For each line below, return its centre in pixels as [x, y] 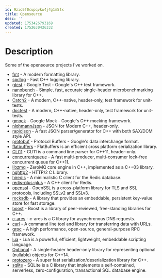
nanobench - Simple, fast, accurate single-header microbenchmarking [82, 90]
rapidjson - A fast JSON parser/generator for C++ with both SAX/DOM [82, 131]
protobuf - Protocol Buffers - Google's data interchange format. [75, 142]
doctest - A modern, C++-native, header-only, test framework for [77, 111]
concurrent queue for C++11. [41, 162]
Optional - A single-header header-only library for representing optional [84, 250]
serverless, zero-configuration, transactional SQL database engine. [79, 270]
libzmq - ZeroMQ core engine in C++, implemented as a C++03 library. [83, 167]
